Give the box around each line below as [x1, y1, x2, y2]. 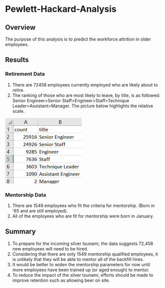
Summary [5, 227, 36, 236]
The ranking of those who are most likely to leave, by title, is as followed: [12, 92, 161, 98]
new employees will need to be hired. [12, 246, 88, 251]
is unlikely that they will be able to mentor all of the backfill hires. [12, 256, 144, 262]
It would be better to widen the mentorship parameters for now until [12, 261, 151, 267]
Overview [5, 23, 36, 32]
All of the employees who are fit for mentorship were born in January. [12, 213, 154, 219]
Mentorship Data [5, 191, 46, 198]
